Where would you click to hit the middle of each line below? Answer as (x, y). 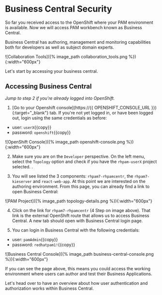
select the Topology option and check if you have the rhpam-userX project (84, 162)
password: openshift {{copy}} (41, 132)
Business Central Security (59, 9)
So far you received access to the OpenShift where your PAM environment (79, 22)
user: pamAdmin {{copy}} (35, 239)
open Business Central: (35, 191)
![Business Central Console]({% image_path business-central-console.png (79, 254)
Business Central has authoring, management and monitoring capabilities (78, 42)
